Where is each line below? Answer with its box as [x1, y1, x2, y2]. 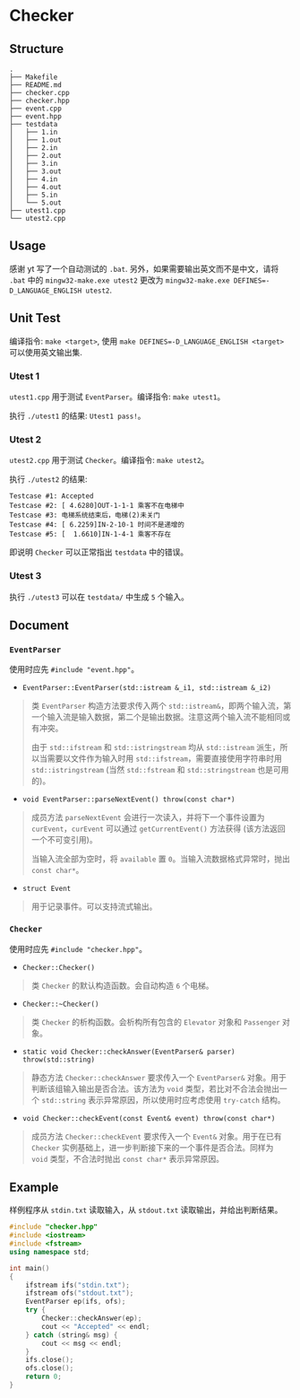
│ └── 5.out [9, 198, 63, 207]
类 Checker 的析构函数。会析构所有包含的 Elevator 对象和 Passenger [30, 1016, 280, 1027]
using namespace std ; [9, 1247, 90, 1256]
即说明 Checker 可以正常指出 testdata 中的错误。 [9, 546, 189, 557]
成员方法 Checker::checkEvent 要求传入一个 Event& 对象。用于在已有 [30, 1131, 282, 1141]
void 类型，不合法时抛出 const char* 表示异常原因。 [30, 1153, 224, 1164]
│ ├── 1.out [9, 135, 63, 144]
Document [9, 617, 69, 633]
